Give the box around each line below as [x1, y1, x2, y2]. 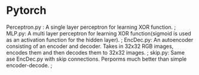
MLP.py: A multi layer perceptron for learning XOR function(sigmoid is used [6, 29, 191, 37]
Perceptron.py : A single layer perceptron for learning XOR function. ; [6, 23, 176, 31]
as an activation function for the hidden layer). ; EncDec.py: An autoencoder [6, 36, 194, 43]
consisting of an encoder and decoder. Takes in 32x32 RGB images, [6, 43, 174, 50]
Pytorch [6, 4, 47, 17]
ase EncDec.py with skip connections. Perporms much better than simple [6, 55, 187, 62]
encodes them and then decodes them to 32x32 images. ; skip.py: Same [6, 49, 185, 56]
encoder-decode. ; [6, 61, 53, 69]
